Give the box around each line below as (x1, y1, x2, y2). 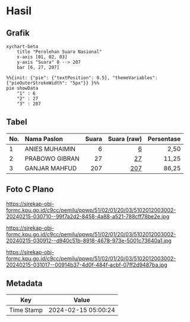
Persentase (147, 135, 181, 143)
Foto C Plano (6, 185, 54, 195)
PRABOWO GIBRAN (24, 154, 80, 162)
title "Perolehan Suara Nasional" (17, 49, 102, 55)
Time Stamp (9, 306, 43, 314)
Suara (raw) (107, 135, 142, 143)
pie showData (6, 85, 39, 91)
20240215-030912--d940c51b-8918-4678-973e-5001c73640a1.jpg (6, 237, 172, 244)
